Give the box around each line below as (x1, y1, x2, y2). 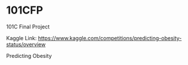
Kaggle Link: (6, 34, 37, 41)
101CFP (6, 4, 44, 17)
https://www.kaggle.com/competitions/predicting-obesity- (38, 34, 182, 41)
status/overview (6, 41, 46, 48)
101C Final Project (6, 23, 50, 30)
